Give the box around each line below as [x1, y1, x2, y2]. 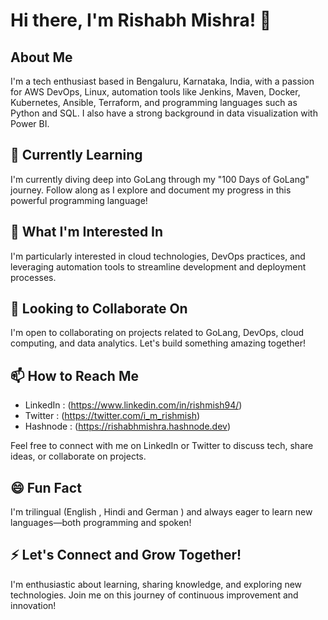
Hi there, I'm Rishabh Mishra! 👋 [10, 9, 272, 32]
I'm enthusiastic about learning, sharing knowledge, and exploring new [10, 578, 303, 590]
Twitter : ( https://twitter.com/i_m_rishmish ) [24, 410, 201, 422]
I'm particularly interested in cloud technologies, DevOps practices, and [10, 250, 306, 262]
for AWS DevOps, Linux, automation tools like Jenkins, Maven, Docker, [10, 86, 301, 98]
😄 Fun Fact [10, 479, 82, 496]
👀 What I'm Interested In [10, 224, 164, 241]
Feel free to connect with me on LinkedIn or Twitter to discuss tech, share [10, 440, 314, 452]
